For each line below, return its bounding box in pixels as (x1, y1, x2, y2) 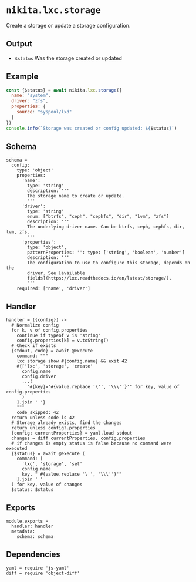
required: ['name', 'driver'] (16, 285, 91, 292)
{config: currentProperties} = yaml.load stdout (11, 430, 133, 436)
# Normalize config (11, 322, 59, 328)
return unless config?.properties (11, 425, 96, 431)
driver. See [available (27, 270, 85, 276)
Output (6, 39, 32, 49)
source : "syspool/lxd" (16, 109, 72, 115)
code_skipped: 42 (16, 410, 59, 416)
